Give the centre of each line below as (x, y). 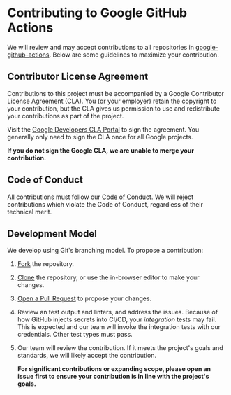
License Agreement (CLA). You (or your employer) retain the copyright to (112, 101)
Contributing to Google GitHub (97, 13)
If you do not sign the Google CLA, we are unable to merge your (100, 150)
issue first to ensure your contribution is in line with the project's (113, 377)
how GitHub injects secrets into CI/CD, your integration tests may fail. (117, 319)
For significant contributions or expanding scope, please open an (114, 369)
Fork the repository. (46, 264)
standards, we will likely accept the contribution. (87, 356)
